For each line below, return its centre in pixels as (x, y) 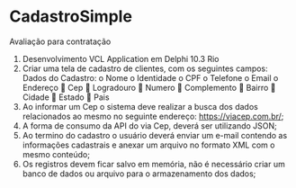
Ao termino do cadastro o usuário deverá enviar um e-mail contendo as (155, 135)
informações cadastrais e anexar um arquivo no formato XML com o (148, 145)
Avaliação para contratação (60, 41)
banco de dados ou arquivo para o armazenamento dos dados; (139, 174)
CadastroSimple (71, 17)
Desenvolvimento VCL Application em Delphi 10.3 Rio (121, 58)
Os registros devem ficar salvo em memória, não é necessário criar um (153, 164)
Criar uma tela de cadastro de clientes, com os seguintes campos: (145, 68)
